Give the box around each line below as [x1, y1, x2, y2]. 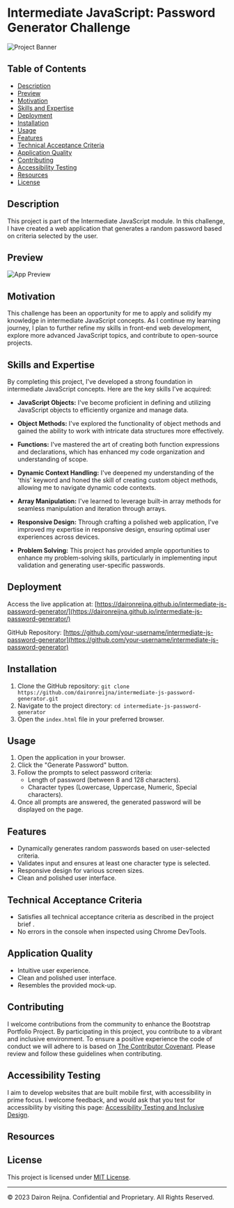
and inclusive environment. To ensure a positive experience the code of [7, 1034, 212, 1043]
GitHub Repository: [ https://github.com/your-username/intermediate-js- [7, 628, 214, 636]
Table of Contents [7, 63, 87, 75]
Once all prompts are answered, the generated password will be [17, 798, 201, 807]
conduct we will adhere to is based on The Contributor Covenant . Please [7, 1042, 216, 1050]
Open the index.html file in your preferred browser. [17, 715, 165, 723]
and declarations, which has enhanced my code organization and [17, 448, 205, 456]
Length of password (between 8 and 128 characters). [27, 776, 181, 784]
